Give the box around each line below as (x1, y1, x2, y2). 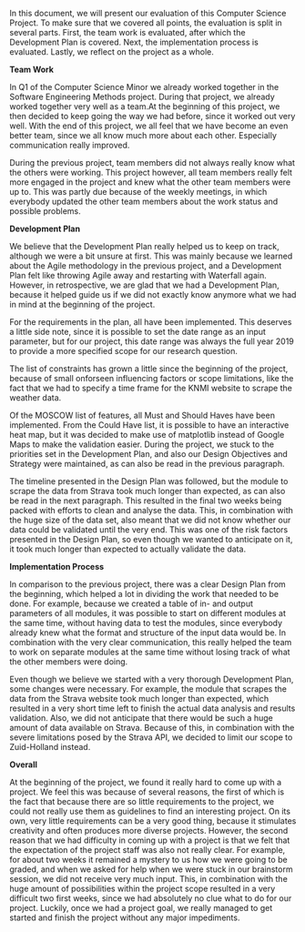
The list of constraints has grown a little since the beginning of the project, (9, 363, 289, 374)
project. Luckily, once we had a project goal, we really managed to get (9, 903, 273, 913)
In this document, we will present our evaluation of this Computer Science (9, 8, 287, 18)
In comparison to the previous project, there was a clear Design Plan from (9, 579, 287, 590)
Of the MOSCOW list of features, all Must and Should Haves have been (9, 410, 276, 420)
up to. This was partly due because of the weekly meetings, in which (9, 187, 268, 197)
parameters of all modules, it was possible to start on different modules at (9, 608, 287, 618)
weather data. (9, 392, 62, 403)
